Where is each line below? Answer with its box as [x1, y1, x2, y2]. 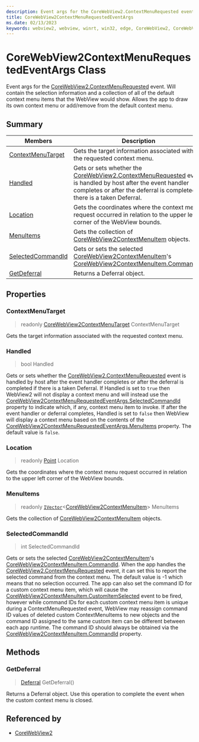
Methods [6, 648, 40, 658]
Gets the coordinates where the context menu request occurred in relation [6, 468, 188, 475]
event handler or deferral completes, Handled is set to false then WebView [6, 410, 190, 417]
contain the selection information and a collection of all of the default [6, 90, 175, 97]
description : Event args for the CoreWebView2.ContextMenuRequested [6, 8, 179, 15]
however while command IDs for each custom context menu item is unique [6, 598, 188, 605]
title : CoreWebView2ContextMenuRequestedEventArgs [6, 14, 134, 20]
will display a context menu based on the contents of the [6, 416, 145, 423]
